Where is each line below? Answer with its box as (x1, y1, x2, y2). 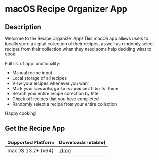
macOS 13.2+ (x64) (7, 147, 54, 154)
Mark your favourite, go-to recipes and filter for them (12, 86, 119, 91)
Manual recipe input (12, 70, 53, 76)
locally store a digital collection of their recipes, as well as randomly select (5, 41, 154, 47)
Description (5, 23, 41, 31)
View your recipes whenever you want (12, 80, 89, 86)
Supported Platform (7, 139, 54, 145)
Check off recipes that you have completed (12, 96, 99, 102)
